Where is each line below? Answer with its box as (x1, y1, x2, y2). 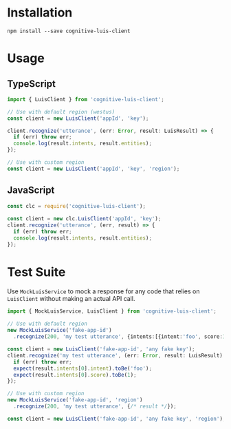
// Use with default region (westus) (7, 108, 115, 115)
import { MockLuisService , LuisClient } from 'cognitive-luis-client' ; (7, 308, 217, 315)
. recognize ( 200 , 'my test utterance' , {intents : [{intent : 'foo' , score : (13, 333, 223, 340)
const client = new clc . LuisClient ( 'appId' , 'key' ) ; (7, 216, 162, 222)
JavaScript (7, 185, 55, 196)
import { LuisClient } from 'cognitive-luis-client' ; (7, 96, 165, 103)
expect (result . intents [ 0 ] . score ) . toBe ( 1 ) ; (13, 371, 137, 378)
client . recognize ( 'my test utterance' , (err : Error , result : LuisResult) (7, 352, 223, 359)
